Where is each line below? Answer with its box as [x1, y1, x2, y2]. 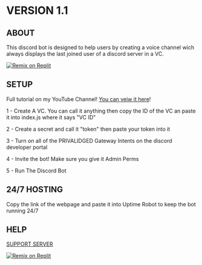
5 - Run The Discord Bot [6, 167, 67, 174]
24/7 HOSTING [6, 185, 64, 195]
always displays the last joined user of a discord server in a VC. [6, 50, 165, 57]
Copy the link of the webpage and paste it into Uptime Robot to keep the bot [6, 200, 197, 208]
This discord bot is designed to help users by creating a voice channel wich [6, 44, 195, 51]
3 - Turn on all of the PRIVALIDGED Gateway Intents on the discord [6, 137, 172, 144]
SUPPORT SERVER [6, 240, 53, 248]
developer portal [6, 143, 48, 151]
